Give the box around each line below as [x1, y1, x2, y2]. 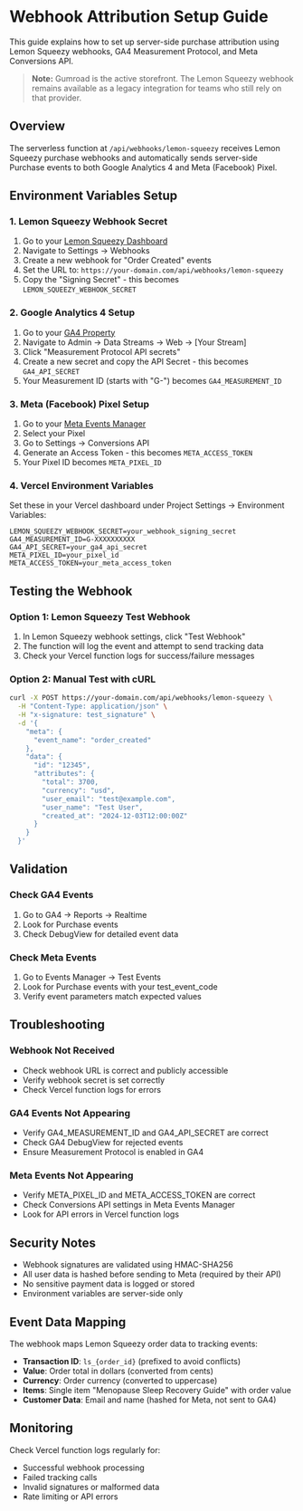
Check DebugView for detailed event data [22, 928, 179, 939]
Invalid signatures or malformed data [22, 1481, 160, 1492]
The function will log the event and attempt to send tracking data [22, 641, 264, 652]
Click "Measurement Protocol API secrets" [22, 346, 181, 357]
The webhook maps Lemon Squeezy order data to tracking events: [9, 1338, 258, 1349]
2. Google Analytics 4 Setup [9, 306, 136, 319]
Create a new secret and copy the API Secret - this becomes [22, 356, 249, 367]
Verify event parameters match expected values [22, 991, 202, 1002]
